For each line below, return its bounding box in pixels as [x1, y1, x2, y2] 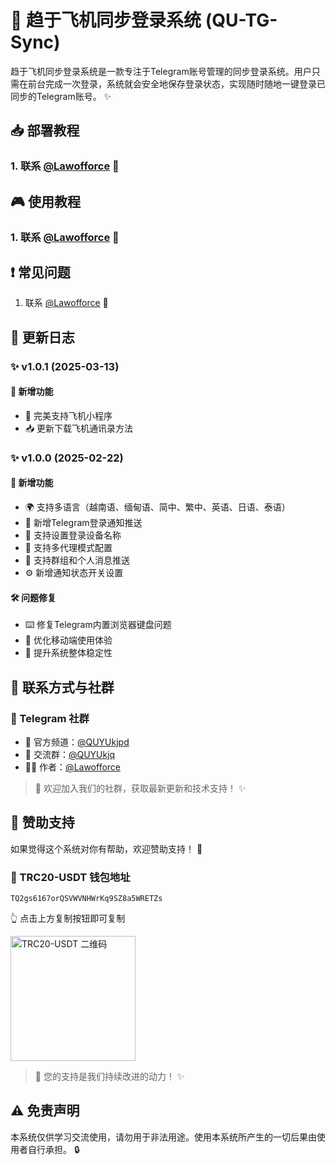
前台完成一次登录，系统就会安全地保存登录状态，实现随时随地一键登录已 [27, 77, 326, 90]
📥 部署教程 [10, 122, 80, 140]
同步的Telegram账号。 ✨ [10, 90, 112, 102]
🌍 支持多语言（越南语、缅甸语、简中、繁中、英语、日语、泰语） [24, 501, 291, 513]
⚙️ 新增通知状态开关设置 [24, 567, 124, 579]
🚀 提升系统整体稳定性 [24, 647, 113, 659]
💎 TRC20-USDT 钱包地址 [10, 870, 131, 884]
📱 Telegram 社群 [10, 711, 90, 725]
